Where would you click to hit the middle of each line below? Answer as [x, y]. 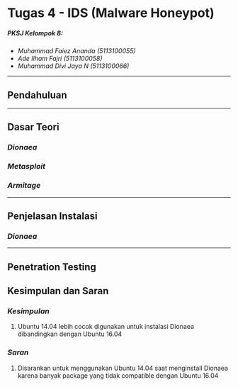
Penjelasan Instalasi [52, 216]
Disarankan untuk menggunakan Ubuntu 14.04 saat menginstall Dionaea [123, 368]
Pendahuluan [37, 95]
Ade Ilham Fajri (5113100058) [60, 59]
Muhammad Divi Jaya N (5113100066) [73, 66]
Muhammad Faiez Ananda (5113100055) [76, 51]
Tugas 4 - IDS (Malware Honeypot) [111, 13]
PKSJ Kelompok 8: [35, 33]
